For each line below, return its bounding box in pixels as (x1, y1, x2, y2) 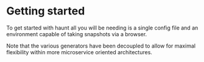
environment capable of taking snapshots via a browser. (6, 30, 147, 37)
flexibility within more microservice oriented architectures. (6, 48, 152, 55)
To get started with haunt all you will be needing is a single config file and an (6, 24, 199, 31)
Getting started (6, 4, 85, 18)
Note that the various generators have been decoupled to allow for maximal (6, 42, 196, 49)
